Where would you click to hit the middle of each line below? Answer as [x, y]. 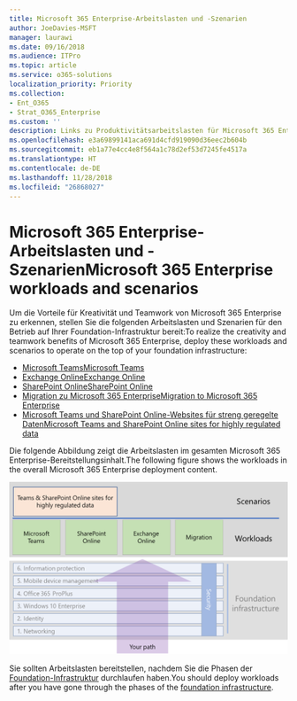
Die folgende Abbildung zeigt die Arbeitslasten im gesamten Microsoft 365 [145, 451]
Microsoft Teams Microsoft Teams [83, 368]
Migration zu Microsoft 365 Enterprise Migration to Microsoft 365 [140, 396]
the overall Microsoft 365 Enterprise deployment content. [114, 470]
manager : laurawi [41, 37]
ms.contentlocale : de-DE [55, 168]
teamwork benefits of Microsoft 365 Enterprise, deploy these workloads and [148, 341]
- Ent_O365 [29, 103]
